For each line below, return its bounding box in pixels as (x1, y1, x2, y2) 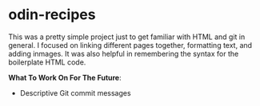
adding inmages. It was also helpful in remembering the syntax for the (8, 49, 239, 58)
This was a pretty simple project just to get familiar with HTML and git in (8, 32, 246, 41)
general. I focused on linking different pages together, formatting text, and (8, 40, 253, 49)
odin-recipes (8, 6, 96, 24)
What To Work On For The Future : (8, 73, 122, 82)
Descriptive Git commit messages (19, 88, 131, 97)
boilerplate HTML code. (8, 57, 86, 67)
